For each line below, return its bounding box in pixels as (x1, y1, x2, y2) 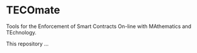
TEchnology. (6, 29, 37, 36)
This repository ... (6, 40, 49, 47)
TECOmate (6, 3, 61, 17)
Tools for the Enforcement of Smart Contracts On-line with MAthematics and (6, 23, 192, 30)
